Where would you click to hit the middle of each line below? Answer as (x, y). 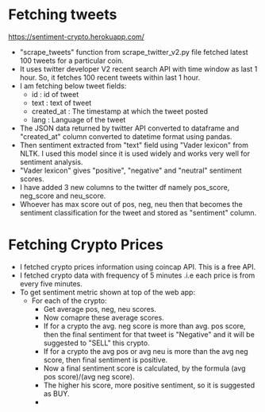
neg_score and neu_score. (63, 196)
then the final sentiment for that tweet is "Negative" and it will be (149, 334)
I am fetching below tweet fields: (73, 86)
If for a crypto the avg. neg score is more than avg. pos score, (144, 326)
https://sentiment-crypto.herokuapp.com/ (77, 37)
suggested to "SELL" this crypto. (96, 343)
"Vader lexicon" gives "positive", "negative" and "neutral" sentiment (131, 170)
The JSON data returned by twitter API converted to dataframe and (129, 128)
